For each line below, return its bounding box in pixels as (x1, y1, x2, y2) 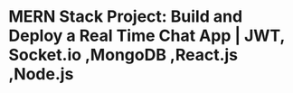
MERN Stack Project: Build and (8, 6, 243, 27)
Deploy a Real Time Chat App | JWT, (8, 25, 286, 46)
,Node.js (8, 64, 74, 85)
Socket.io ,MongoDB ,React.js (8, 45, 239, 65)
